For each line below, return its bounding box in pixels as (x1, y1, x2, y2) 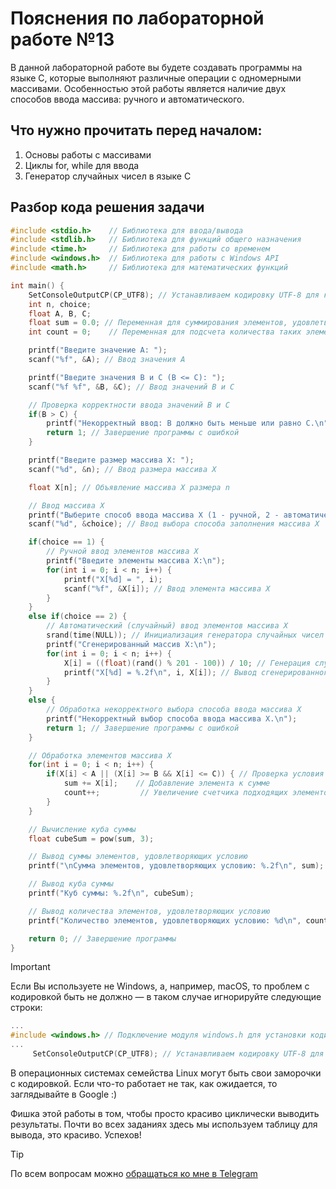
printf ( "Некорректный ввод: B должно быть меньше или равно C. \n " (46, 418, 329, 429)
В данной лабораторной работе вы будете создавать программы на (10, 61, 303, 73)
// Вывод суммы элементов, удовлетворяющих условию (28, 852, 248, 862)
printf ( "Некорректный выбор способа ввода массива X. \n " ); (46, 713, 298, 724)
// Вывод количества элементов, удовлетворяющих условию (28, 906, 271, 916)
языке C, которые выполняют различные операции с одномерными (10, 72, 302, 84)
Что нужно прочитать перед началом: (10, 122, 263, 139)
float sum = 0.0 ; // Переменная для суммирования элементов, (28, 318, 288, 328)
